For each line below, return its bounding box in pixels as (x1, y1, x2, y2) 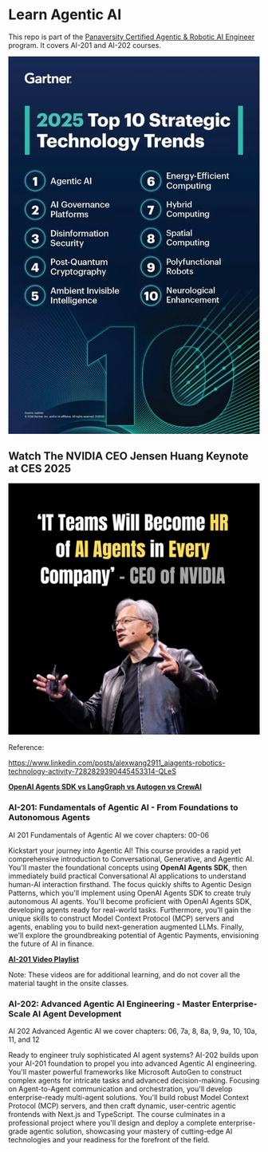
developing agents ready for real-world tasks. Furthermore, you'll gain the (8, 905, 251, 914)
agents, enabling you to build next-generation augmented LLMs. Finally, (8, 921, 245, 931)
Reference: (8, 743, 45, 752)
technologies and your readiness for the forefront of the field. (8, 1135, 210, 1145)
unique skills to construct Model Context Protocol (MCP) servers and (8, 913, 235, 923)
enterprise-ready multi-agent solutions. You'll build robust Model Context (8, 1093, 250, 1103)
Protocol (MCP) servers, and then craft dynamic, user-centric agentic (8, 1101, 237, 1111)
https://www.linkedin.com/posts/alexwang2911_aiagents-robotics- (8, 758, 226, 767)
